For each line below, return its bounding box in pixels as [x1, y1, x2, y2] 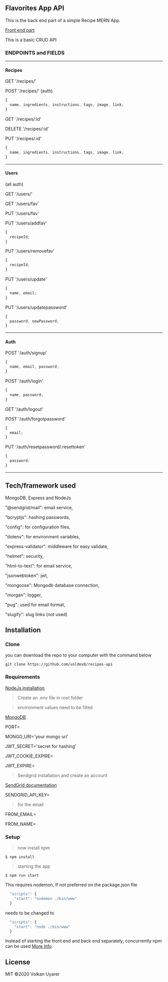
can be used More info [5, 943, 52, 949]
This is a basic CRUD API [5, 37, 56, 43]
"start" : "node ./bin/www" [14, 924, 70, 929]
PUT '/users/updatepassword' [5, 304, 67, 310]
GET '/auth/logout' [5, 406, 43, 412]
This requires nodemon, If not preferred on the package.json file [5, 882, 137, 888]
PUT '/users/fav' [5, 210, 39, 216]
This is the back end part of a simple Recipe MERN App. [5, 17, 121, 23]
